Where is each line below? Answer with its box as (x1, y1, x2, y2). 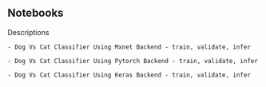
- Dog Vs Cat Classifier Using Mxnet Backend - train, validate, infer (7, 43, 251, 51)
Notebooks (7, 6, 64, 20)
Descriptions (7, 27, 50, 37)
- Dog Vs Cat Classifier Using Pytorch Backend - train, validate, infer (7, 57, 259, 65)
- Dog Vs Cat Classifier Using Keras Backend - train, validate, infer (7, 71, 251, 79)
